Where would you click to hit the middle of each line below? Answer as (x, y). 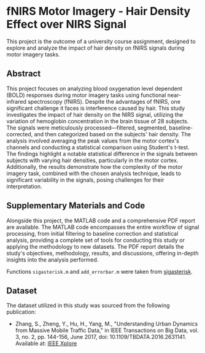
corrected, (20, 134)
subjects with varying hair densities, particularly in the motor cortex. (92, 160)
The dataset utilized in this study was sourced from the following (88, 306)
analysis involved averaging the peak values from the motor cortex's (93, 141)
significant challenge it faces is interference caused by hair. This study (96, 108)
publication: (21, 312)
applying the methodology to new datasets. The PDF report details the (95, 246)
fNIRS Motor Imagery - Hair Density (99, 11)
